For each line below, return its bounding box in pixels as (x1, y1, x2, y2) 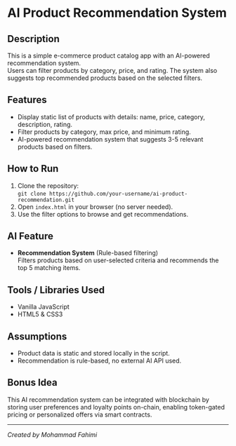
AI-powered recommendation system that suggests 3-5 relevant (17, 135, 204, 143)
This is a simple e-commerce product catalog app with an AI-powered (7, 51, 211, 60)
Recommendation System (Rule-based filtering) (17, 249, 159, 257)
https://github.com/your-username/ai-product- (48, 190, 188, 197)
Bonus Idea (7, 377, 58, 388)
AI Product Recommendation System (7, 5, 227, 21)
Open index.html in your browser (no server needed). (17, 202, 173, 211)
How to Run (7, 163, 59, 175)
